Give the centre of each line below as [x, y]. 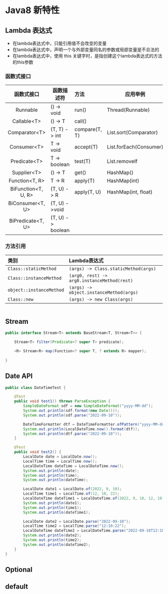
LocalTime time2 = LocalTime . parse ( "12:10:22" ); [75, 526]
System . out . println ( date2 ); [52, 535]
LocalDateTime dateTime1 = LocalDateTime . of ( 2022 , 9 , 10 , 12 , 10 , [94, 499]
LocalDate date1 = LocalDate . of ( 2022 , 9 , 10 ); [72, 489]
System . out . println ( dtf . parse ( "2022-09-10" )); [72, 434]
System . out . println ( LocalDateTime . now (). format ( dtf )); [81, 429]
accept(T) [86, 147]
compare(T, [88, 129]
